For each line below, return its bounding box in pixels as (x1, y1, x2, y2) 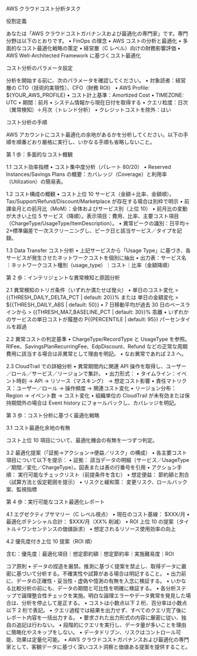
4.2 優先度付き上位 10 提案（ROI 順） (6, 538, 96, 545)
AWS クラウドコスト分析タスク (6, 5, 81, 12)
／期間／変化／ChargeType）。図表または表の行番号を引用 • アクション (6, 464, 177, 471)
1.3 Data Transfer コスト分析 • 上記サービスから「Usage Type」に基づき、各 (6, 247, 191, 254)
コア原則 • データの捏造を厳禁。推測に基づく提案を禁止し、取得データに (6, 563, 182, 570)
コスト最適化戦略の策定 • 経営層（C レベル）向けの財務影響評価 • (21, 45, 181, 52)
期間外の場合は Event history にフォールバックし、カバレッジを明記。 (11, 399, 180, 406)
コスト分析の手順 (6, 119, 47, 125)
